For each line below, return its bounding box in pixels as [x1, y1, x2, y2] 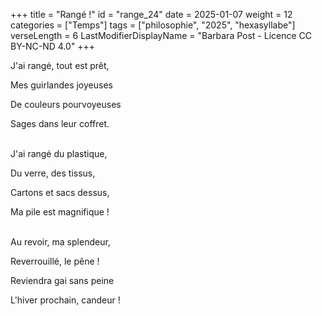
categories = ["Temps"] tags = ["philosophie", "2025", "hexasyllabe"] [10, 19, 296, 31]
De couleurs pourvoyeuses [10, 99, 122, 110]
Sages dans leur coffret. [10, 118, 110, 129]
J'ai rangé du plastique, [10, 148, 108, 159]
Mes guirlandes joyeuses [10, 79, 113, 91]
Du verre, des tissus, [10, 167, 96, 179]
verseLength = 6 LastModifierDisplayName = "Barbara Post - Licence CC [10, 30, 313, 41]
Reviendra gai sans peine [10, 275, 115, 286]
